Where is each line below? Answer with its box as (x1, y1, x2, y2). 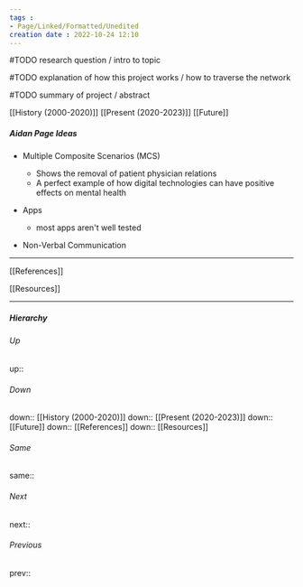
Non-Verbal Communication (22, 240, 126, 251)
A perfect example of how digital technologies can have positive (35, 178, 275, 189)
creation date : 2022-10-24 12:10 (9, 30, 140, 39)
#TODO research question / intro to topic (9, 55, 161, 66)
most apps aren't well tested (35, 222, 142, 233)
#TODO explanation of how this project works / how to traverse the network (9, 72, 291, 83)
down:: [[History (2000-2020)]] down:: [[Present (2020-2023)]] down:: (9, 412, 273, 423)
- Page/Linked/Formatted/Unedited (9, 22, 140, 31)
